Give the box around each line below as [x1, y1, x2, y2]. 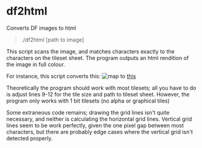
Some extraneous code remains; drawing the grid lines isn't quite [6, 109, 170, 116]
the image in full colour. [6, 61, 65, 68]
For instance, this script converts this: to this [6, 72, 136, 79]
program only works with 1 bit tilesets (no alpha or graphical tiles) [6, 97, 170, 104]
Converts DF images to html [6, 24, 76, 32]
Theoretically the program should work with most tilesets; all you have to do [6, 84, 197, 92]
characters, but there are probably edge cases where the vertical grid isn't [6, 128, 193, 135]
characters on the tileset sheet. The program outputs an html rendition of [6, 54, 189, 61]
